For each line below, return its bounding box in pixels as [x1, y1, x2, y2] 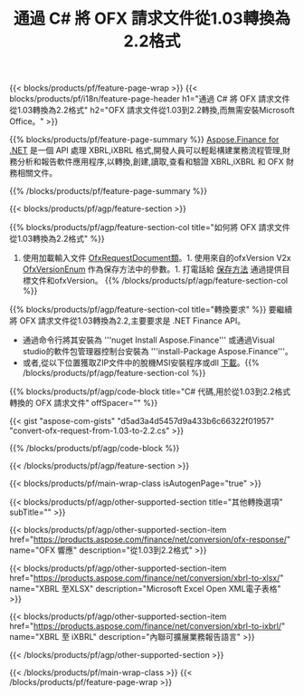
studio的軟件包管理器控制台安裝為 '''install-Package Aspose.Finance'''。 [22, 346, 293, 357]
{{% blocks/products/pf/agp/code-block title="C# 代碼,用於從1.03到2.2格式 [9, 386, 291, 397]
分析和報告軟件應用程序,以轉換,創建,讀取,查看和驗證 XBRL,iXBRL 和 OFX [16, 156, 285, 168]
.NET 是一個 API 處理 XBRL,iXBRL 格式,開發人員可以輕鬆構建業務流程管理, [9, 145, 283, 156]
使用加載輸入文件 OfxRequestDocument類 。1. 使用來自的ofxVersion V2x [22, 253, 291, 264]
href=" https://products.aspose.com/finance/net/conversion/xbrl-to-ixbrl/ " [9, 621, 286, 632]
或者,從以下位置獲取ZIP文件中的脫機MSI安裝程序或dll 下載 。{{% [22, 357, 260, 368]
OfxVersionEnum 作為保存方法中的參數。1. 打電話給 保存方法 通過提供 [22, 264, 282, 275]
